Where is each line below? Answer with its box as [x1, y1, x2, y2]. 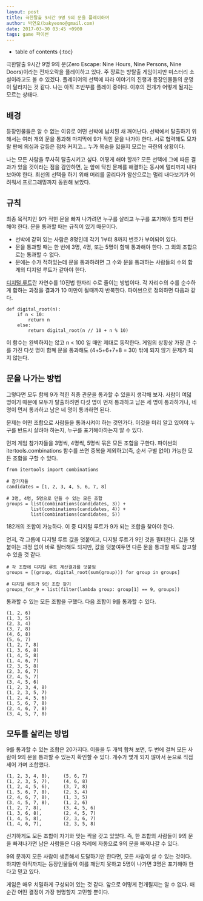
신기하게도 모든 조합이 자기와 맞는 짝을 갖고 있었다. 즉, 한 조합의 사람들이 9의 [6, 832, 187, 840]
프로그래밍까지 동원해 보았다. [22, 178, 91, 186]
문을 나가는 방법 [6, 374, 62, 384]
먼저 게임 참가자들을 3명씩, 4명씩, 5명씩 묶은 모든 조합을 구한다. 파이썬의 [6, 439, 178, 447]
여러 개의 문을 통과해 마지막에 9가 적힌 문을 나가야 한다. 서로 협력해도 [22, 135, 186, 143]
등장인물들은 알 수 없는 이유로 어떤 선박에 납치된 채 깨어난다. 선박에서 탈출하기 [6, 127, 191, 135]
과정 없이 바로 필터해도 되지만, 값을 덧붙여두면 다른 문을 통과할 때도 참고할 [22, 543, 197, 550]
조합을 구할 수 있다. [12, 454, 58, 462]
